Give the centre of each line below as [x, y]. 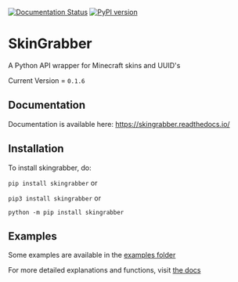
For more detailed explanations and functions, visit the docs [105, 270]
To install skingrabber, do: [50, 168]
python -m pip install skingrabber [66, 212]
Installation [36, 149]
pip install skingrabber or [53, 183]
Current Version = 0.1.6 [47, 80]
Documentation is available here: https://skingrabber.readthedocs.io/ [119, 124]
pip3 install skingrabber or [55, 198]
